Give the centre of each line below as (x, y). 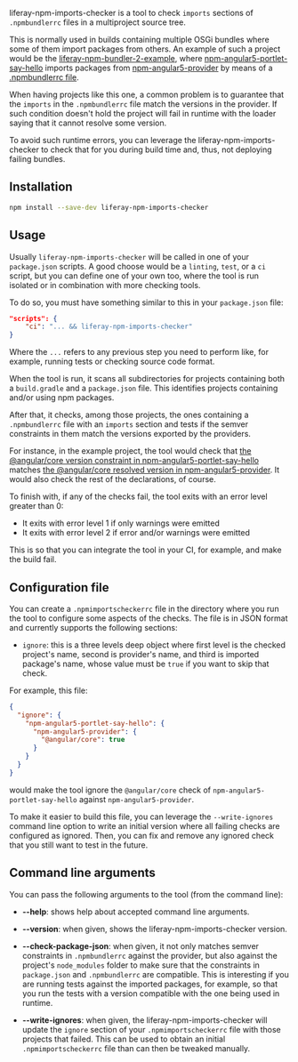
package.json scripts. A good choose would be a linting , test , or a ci (138, 266)
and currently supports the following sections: (93, 627)
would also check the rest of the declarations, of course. (113, 479)
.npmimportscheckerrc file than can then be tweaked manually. (136, 1048)
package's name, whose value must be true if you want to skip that (145, 664)
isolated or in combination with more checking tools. (105, 285)
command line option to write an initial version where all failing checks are (145, 825)
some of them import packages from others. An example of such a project (145, 49)
